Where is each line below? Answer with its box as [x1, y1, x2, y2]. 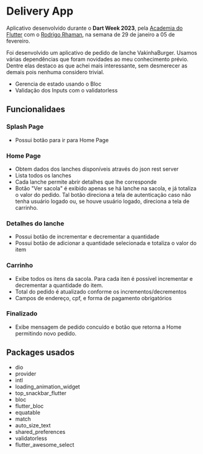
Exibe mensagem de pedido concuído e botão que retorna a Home [15, 323, 182, 331]
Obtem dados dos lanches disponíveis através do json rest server [15, 165, 179, 173]
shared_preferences [15, 428, 65, 435]
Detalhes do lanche [6, 219, 65, 227]
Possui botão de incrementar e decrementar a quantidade [15, 233, 159, 241]
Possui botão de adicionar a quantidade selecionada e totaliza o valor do [15, 239, 197, 247]
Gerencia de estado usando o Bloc [15, 80, 102, 88]
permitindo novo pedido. [15, 329, 77, 337]
